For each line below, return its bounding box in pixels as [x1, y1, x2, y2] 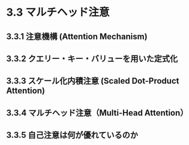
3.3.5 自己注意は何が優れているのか [6, 130, 139, 140]
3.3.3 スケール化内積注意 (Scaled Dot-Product [6, 76, 179, 86]
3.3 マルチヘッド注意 [6, 5, 110, 19]
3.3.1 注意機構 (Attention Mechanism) [6, 31, 148, 42]
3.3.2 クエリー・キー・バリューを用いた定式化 [6, 54, 178, 64]
